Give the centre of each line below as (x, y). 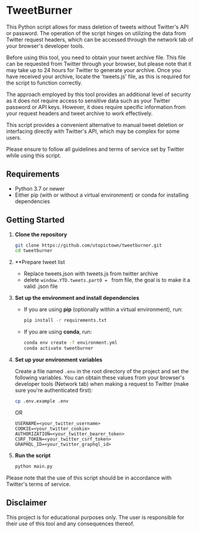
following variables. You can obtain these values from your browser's (99, 377)
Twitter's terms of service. (38, 484)
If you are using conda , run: (58, 332)
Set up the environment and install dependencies (77, 298)
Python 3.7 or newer (40, 188)
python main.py (34, 466)
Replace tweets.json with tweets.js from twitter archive (91, 274)
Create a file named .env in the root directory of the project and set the (102, 371)
